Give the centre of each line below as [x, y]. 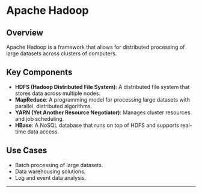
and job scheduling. [39, 118]
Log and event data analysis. [50, 177]
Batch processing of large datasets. [59, 165]
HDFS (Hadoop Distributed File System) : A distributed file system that [102, 87]
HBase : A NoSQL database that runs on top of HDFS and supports [97, 125]
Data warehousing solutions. [50, 171]
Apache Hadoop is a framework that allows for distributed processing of [96, 47]
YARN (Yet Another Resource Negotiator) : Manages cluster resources [103, 112]
